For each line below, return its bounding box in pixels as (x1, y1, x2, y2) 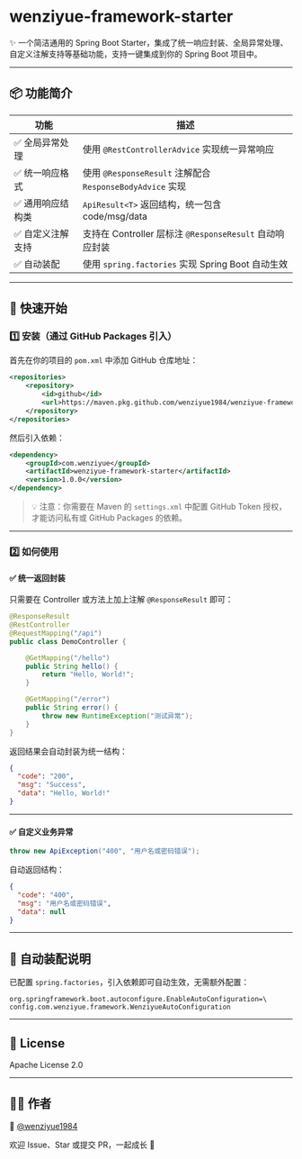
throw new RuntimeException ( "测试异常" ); (41, 711, 193, 720)
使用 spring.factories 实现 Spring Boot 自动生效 (82, 258, 289, 270)
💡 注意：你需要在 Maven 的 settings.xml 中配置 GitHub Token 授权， (31, 502, 288, 512)
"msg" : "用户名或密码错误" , (17, 899, 112, 908)
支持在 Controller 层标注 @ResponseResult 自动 (82, 227, 276, 240)
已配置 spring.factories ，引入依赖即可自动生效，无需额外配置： (9, 977, 250, 988)
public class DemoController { (9, 637, 127, 646)
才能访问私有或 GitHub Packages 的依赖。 (31, 512, 187, 523)
